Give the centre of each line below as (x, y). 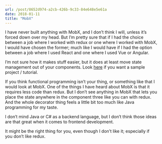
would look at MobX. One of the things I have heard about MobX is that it (77, 87)
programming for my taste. (32, 107)
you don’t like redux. (25, 136)
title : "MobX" (19, 18)
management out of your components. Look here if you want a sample (75, 67)
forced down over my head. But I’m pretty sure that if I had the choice (74, 37)
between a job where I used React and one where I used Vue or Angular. (77, 53)
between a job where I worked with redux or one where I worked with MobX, (81, 43)
